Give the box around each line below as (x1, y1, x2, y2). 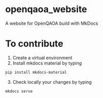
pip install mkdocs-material (5, 70, 67, 75)
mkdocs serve (5, 88, 33, 94)
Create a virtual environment (12, 55, 73, 61)
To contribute (5, 38, 63, 50)
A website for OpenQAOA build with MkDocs (5, 20, 98, 26)
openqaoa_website (5, 4, 87, 15)
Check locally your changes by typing (12, 79, 92, 85)
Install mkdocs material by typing (12, 60, 82, 66)
